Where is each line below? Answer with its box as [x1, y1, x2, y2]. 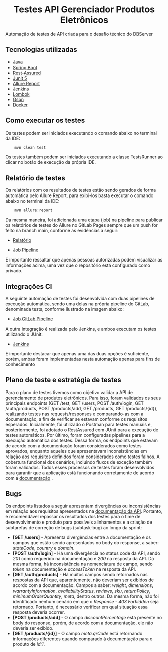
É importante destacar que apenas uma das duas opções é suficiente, [5, 350, 150, 356]
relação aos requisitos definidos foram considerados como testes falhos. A [5, 453, 160, 460]
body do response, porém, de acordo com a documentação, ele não [12, 620, 154, 626]
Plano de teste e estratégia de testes [5, 376, 122, 384]
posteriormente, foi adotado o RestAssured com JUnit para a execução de [5, 427, 159, 433]
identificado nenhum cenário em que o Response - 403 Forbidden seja [12, 598, 159, 604]
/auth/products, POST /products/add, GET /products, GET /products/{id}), [5, 405, 158, 411]
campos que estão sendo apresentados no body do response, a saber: [12, 539, 159, 545]
